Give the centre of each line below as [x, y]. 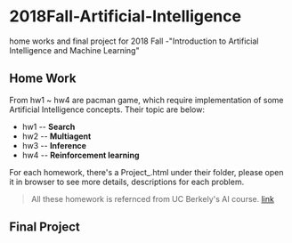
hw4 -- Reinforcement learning [81, 155]
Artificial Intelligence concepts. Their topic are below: [107, 109]
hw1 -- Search [49, 126]
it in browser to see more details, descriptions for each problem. [127, 182]
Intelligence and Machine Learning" [74, 50]
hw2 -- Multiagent [57, 136]
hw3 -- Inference [54, 145]
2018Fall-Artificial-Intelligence [126, 16]
